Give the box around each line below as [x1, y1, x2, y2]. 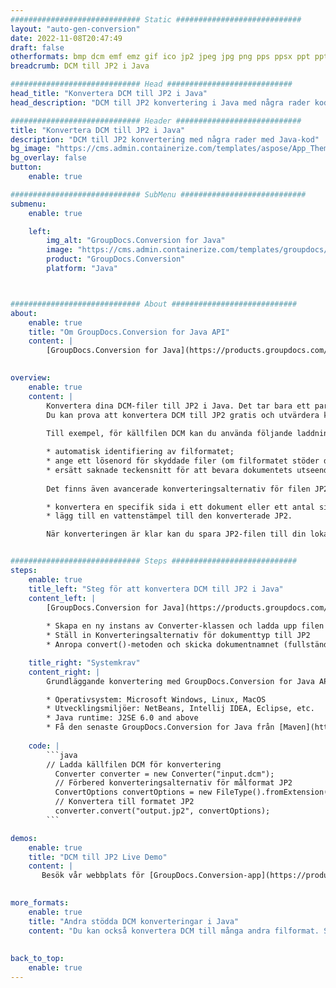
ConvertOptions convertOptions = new [54, 787, 213, 798]
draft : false [10, 42, 65, 53]
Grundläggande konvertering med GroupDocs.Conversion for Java [46, 676, 315, 686]
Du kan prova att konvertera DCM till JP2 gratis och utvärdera [46, 410, 320, 420]
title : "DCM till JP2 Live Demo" [28, 852, 168, 862]
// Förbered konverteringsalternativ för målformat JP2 [54, 778, 293, 788]
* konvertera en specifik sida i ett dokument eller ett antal [46, 502, 315, 512]
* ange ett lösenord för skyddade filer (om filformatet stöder [46, 456, 320, 466]
